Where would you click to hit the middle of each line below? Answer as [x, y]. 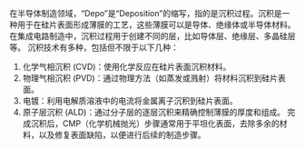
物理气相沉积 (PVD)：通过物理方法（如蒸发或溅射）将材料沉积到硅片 [150, 78]
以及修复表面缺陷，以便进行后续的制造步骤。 [122, 135]
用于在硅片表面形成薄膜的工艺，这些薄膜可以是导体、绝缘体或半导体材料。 [156, 25]
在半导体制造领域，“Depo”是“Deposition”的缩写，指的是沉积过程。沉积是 [146, 13]
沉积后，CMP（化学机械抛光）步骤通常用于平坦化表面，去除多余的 [155, 124]
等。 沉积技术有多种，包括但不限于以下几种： [94, 47]
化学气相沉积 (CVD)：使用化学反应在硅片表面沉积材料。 [127, 67]
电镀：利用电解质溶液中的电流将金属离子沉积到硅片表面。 [130, 101]
